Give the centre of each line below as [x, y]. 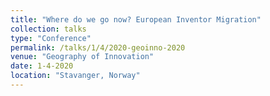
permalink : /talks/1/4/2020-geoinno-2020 [98, 47]
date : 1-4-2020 [42, 66]
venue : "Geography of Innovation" [82, 57]
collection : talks [48, 29]
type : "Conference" [51, 38]
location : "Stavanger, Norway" [75, 76]
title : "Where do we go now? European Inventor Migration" [136, 19]
